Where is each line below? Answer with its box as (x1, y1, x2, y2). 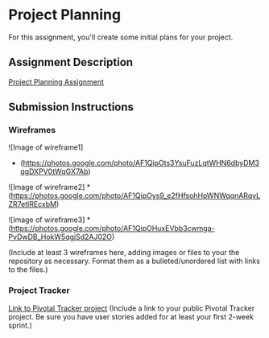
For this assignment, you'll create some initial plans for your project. (8, 32, 234, 42)
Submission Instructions (8, 101, 134, 114)
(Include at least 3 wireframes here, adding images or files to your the (8, 248, 240, 258)
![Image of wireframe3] (8, 215, 85, 225)
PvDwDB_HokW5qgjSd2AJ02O (8, 232, 113, 242)
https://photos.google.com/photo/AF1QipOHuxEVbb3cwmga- (10, 224, 215, 233)
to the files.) (8, 265, 48, 274)
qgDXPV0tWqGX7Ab (19, 167, 89, 176)
